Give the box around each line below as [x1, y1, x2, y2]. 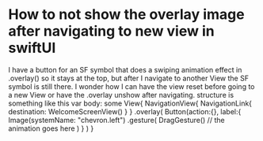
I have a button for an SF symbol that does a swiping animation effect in [8, 65, 242, 74]
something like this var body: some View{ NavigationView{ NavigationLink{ [8, 98, 252, 108]
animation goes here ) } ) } [8, 124, 94, 133]
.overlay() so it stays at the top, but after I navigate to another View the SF [8, 73, 250, 83]
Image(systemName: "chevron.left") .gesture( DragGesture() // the [8, 115, 225, 124]
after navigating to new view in [8, 22, 215, 40]
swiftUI [8, 39, 56, 57]
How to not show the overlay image [8, 6, 245, 24]
